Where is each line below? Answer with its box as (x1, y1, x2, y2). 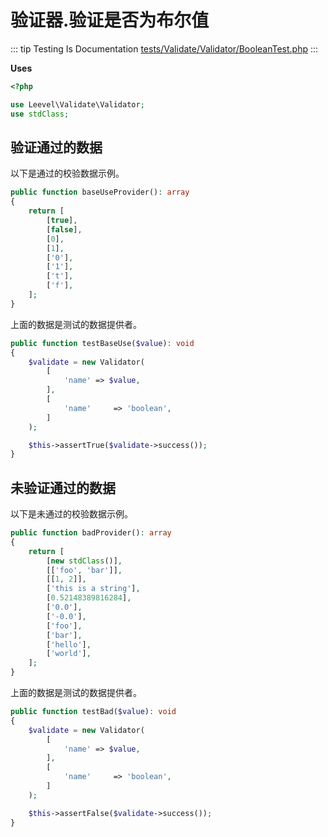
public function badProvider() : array (10, 528, 172, 538)
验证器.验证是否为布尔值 (10, 9, 210, 32)
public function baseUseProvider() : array (10, 187, 190, 198)
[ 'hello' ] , (46, 639, 92, 650)
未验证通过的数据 (10, 479, 116, 496)
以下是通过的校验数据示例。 (10, 167, 125, 180)
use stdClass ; (10, 109, 70, 119)
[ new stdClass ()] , (46, 556, 123, 566)
